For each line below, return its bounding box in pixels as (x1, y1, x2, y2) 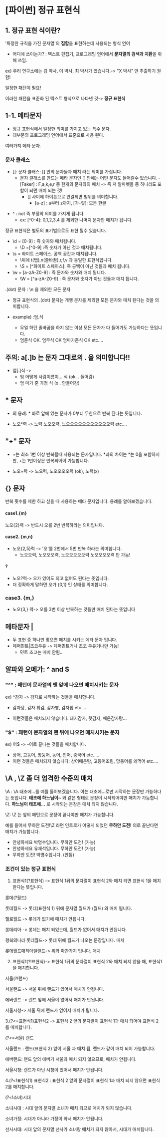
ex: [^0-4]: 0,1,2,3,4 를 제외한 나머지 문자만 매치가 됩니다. (19, 217, 133, 223)
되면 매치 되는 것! (29, 187, 63, 193)
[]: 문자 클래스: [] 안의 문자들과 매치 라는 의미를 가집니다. (12, 169, 123, 175)
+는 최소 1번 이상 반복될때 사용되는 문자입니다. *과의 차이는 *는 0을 (12, 451, 143, 457)
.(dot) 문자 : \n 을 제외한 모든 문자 (5, 287, 71, 293)
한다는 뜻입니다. (12, 884, 43, 890)
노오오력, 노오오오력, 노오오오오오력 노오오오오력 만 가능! (19, 551, 131, 557)
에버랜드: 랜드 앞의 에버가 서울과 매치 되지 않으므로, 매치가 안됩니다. (5, 1056, 137, 1062)
